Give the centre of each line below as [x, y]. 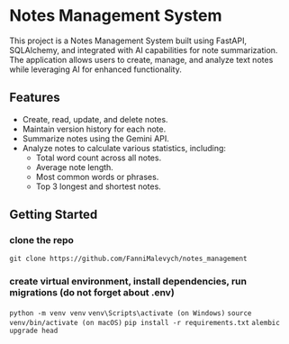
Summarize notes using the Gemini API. [95, 138]
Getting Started [54, 215]
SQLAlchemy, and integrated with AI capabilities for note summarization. [144, 50]
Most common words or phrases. [97, 177]
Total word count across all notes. [99, 158]
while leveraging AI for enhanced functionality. [95, 69]
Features [35, 98]
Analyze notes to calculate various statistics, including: [124, 148]
